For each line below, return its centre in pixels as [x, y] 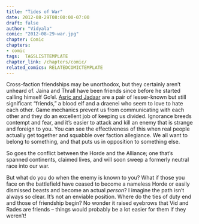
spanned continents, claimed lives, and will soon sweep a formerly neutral [98, 160]
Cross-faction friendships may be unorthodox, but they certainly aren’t [94, 84]
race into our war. [28, 166]
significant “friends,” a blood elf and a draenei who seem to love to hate [95, 104]
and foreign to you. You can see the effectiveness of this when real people [98, 129]
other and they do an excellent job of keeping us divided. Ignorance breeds [99, 116]
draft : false [22, 23]
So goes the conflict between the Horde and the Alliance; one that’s [90, 153]
